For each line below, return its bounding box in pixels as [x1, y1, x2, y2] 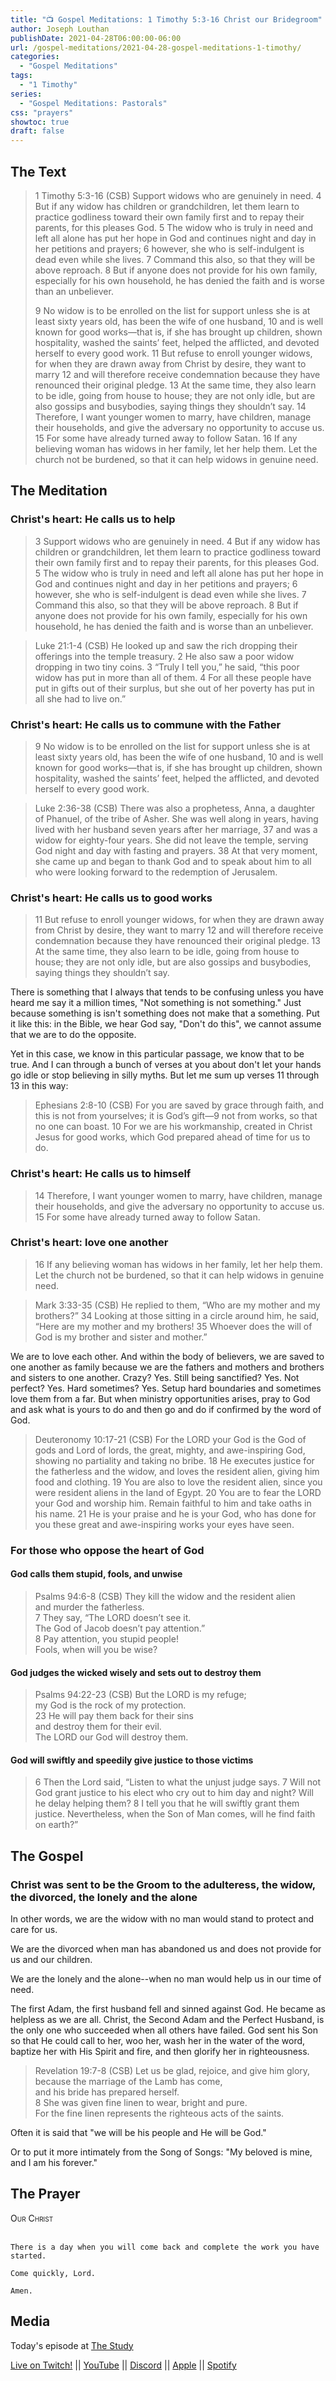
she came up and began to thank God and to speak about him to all [34, 855, 312, 867]
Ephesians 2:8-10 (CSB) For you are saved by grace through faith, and [34, 1099, 324, 1111]
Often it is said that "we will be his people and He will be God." [10, 2127, 267, 2139]
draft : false [10, 126, 65, 136]
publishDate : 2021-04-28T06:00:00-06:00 [10, 33, 182, 43]
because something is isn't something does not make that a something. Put [10, 1007, 320, 1020]
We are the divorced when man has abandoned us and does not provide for [10, 1943, 322, 1955]
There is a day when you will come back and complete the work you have [10, 2242, 320, 2252]
